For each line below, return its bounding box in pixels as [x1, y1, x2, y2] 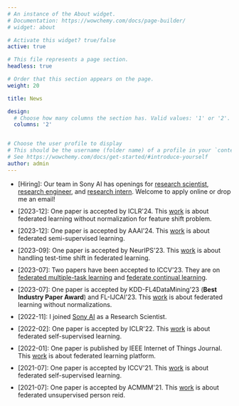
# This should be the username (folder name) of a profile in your [7, 147, 212, 154]
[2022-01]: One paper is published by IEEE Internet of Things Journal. [17, 343, 223, 353]
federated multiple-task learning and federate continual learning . [17, 273, 208, 281]
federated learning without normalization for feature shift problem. [17, 214, 212, 223]
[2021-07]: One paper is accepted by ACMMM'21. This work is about [17, 382, 219, 392]
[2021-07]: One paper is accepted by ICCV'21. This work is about [17, 363, 209, 372]
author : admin [7, 160, 50, 167]
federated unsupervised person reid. [17, 390, 126, 399]
